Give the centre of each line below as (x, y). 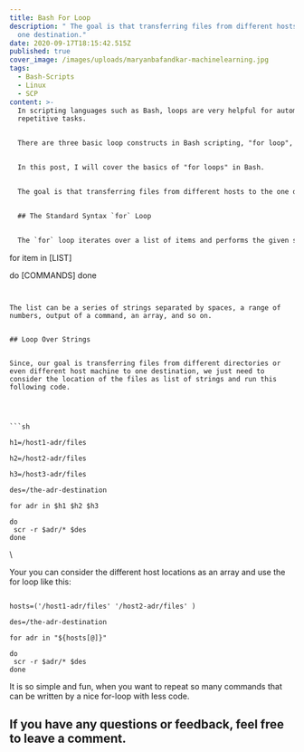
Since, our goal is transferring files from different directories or (145, 363)
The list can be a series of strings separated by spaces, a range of (145, 308)
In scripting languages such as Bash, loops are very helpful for (145, 111)
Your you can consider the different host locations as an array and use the (147, 572)
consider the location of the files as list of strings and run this (143, 379)
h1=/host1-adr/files (48, 442)
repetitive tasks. (52, 119)
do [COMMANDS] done (53, 275)
